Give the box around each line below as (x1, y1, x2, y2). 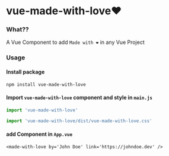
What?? (6, 26, 29, 34)
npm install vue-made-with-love (6, 81, 86, 87)
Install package (6, 68, 45, 75)
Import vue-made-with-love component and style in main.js (6, 94, 153, 101)
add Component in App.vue (6, 130, 73, 138)
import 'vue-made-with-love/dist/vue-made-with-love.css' (6, 117, 152, 124)
